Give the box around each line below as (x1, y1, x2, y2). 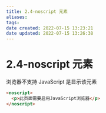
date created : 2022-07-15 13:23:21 (6, 25, 94, 31)
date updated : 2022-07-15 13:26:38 (6, 31, 94, 36)
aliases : (6, 14, 28, 20)
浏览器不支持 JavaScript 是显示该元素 (6, 78, 97, 85)
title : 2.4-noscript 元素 (6, 8, 68, 15)
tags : (6, 19, 19, 25)
